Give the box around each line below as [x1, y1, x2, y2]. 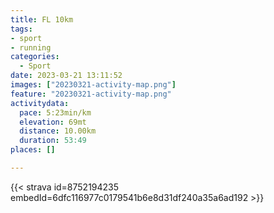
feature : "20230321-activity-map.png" [10, 89, 172, 99]
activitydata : [10, 98, 70, 108]
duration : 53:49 [19, 136, 87, 146]
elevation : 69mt [19, 117, 87, 127]
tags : [10, 24, 33, 34]
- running [10, 42, 52, 53]
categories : [10, 52, 60, 62]
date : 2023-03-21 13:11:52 [10, 71, 123, 81]
